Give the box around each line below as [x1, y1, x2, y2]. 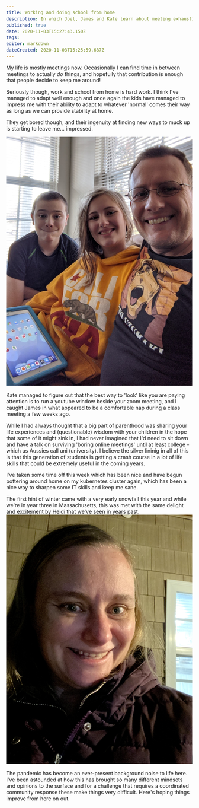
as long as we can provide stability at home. [6, 107, 114, 114]
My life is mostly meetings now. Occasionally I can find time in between [6, 64, 181, 71]
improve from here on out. [6, 795, 70, 802]
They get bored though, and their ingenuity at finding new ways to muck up [6, 119, 191, 126]
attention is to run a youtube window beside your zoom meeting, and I [6, 398, 176, 405]
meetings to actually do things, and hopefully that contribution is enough [6, 70, 184, 77]
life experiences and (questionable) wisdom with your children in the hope [6, 428, 187, 435]
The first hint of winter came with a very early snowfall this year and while [6, 495, 187, 502]
